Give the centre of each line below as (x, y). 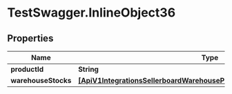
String (88, 69)
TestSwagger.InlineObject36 (91, 13)
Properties (30, 38)
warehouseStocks (41, 81)
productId (27, 69)
